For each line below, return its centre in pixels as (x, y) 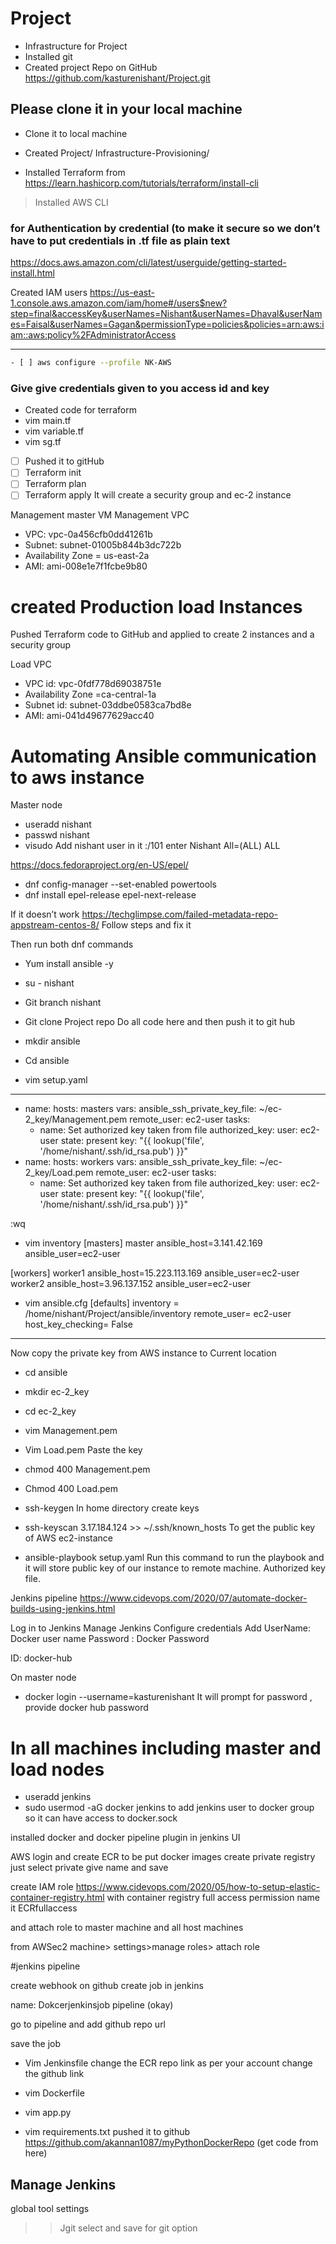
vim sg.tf (43, 442)
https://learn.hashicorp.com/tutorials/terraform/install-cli (141, 183)
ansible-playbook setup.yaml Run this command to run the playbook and (174, 1558)
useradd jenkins (58, 1797)
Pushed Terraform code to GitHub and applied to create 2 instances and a (162, 634)
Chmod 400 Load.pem (71, 1489)
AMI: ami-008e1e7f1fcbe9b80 (86, 566)
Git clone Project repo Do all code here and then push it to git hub (160, 1022)
